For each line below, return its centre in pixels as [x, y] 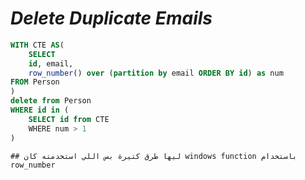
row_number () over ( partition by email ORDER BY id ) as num [156, 73]
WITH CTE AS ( [37, 45]
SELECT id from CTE [69, 119]
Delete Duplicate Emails [111, 18]
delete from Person [51, 101]
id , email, [51, 63]
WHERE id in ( [40, 110]
